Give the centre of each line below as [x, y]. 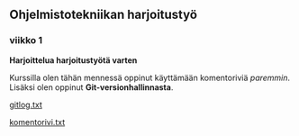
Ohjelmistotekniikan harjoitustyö [104, 15]
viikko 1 [26, 41]
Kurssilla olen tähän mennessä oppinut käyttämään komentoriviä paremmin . [150, 77]
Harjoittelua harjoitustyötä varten [73, 60]
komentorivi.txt [37, 122]
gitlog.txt [26, 104]
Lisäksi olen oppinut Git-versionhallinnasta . [91, 87]
